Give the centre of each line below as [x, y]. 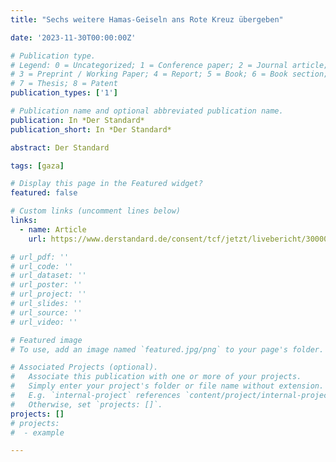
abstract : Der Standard [60, 147]
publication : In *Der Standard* [77, 120]
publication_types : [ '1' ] [64, 93]
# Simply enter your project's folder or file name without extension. [167, 386]
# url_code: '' [42, 266]
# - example [37, 432]
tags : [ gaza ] [37, 166]
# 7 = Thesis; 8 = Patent [64, 84]
